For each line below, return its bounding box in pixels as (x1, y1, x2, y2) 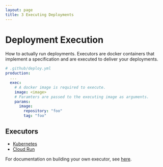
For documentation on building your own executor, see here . (5, 156, 132, 162)
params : (14, 99, 31, 104)
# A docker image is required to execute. (14, 85, 106, 90)
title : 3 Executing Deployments (5, 12, 74, 17)
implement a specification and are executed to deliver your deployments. (5, 56, 158, 62)
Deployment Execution (5, 34, 103, 46)
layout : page (5, 7, 33, 13)
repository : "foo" (23, 109, 63, 114)
